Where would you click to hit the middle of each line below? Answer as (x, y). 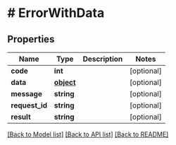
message (26, 94)
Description (103, 59)
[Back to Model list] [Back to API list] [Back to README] (88, 134)
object (65, 82)
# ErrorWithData (56, 13)
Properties (31, 39)
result (21, 117)
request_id (29, 105)
